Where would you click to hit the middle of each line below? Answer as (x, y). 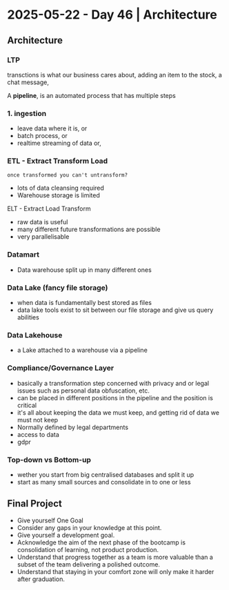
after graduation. (41, 579)
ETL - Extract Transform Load (58, 161)
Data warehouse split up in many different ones (84, 270)
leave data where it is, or (52, 128)
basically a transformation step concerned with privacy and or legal (113, 383)
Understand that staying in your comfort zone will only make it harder (116, 571)
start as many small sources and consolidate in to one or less (104, 482)
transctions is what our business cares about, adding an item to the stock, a (114, 75)
